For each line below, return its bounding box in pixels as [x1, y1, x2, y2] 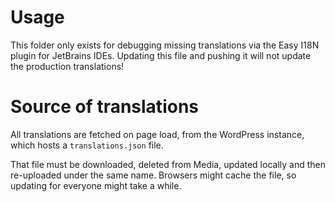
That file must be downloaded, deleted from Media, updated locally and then [10, 158, 326, 170]
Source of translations [10, 96, 199, 118]
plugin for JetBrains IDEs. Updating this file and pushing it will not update [10, 49, 312, 61]
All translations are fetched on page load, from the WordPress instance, [10, 128, 305, 140]
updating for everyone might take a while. [10, 179, 182, 191]
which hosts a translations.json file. [10, 139, 164, 151]
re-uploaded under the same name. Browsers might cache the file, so [10, 169, 297, 181]
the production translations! [10, 60, 125, 72]
